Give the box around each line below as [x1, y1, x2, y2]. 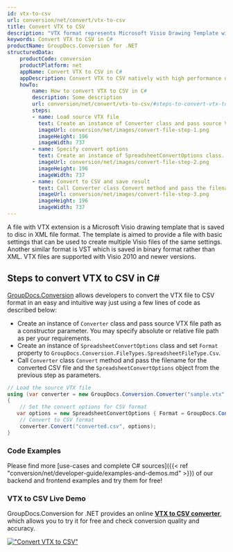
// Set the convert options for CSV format [19, 403, 148, 410]
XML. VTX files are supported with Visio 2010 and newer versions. [7, 252, 196, 260]
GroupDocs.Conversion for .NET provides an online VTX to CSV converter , [7, 510, 222, 518]
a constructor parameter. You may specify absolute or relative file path [17, 326, 219, 335]
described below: [7, 306, 57, 314]
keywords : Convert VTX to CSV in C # [7, 36, 113, 43]
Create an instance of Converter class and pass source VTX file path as [17, 319, 222, 327]
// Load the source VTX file [7, 384, 92, 391]
